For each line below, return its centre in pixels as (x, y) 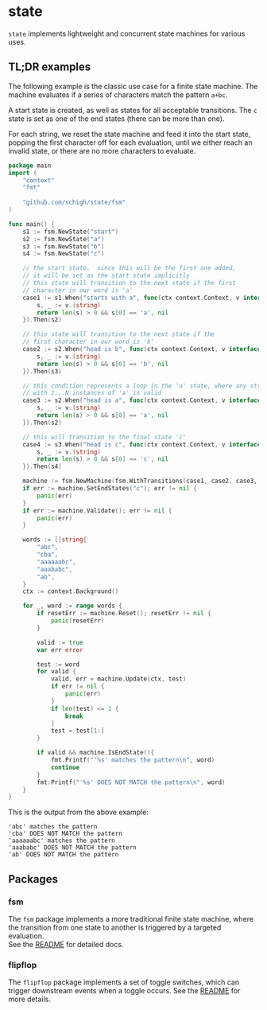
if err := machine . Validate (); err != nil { (97, 511)
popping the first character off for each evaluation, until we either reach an (130, 142)
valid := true (60, 642)
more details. (30, 999)
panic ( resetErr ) (77, 621)
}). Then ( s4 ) (42, 467)
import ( (23, 173)
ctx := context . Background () (71, 591)
